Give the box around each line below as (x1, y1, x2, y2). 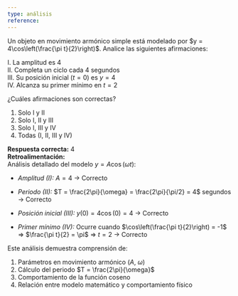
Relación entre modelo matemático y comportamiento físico (17, 280, 193, 289)
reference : (7, 17, 40, 24)
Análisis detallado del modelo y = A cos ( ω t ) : (7, 159, 136, 168)
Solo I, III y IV (17, 123, 57, 132)
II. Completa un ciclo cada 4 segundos (7, 65, 120, 74)
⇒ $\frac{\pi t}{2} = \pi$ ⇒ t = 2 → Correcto (17, 230, 148, 238)
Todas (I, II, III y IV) (17, 131, 72, 139)
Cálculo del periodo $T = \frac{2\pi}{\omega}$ (17, 265, 155, 274)
